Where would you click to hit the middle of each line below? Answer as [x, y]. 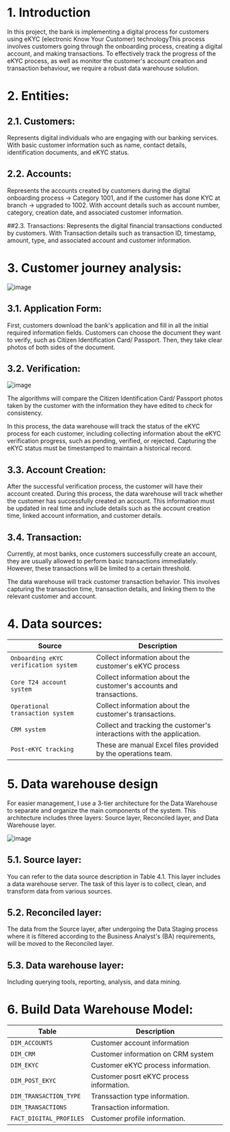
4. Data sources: [55, 624]
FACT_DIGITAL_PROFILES [47, 1119]
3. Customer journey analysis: [94, 268]
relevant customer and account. [52, 596]
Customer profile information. [138, 1119]
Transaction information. [130, 1107]
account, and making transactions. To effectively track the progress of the [112, 54]
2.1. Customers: [41, 121]
